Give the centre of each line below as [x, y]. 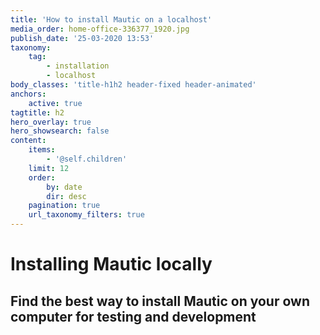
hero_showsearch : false [60, 131]
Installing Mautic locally [111, 264]
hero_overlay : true [51, 122]
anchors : [28, 94]
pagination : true [64, 206]
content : [28, 141]
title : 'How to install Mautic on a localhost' [111, 19]
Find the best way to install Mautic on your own [160, 301]
